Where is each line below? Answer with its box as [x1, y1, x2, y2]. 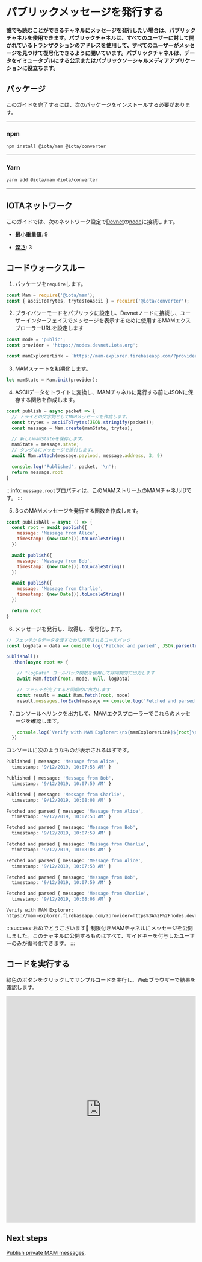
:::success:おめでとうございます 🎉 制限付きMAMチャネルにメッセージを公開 [6, 924, 194, 932]
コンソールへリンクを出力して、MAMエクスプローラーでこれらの [14, 709, 176, 717]
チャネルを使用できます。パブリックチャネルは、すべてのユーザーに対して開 [6, 34, 195, 41]
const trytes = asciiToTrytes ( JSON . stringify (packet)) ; [11, 419, 155, 426]
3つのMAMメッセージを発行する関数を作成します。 [14, 507, 142, 514]
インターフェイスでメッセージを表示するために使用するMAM [25, 317, 176, 324]
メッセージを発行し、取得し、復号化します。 [14, 625, 126, 632]
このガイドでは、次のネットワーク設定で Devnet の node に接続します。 [6, 218, 179, 225]
